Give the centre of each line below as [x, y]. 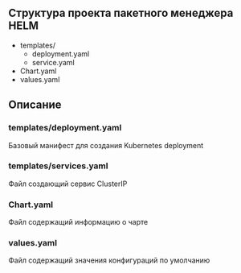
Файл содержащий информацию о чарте [78, 222]
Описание [35, 105]
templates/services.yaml [58, 166]
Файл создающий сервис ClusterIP [68, 184]
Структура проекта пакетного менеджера [121, 13]
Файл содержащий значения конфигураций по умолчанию [109, 260]
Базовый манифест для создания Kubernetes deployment [106, 145]
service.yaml [53, 62]
